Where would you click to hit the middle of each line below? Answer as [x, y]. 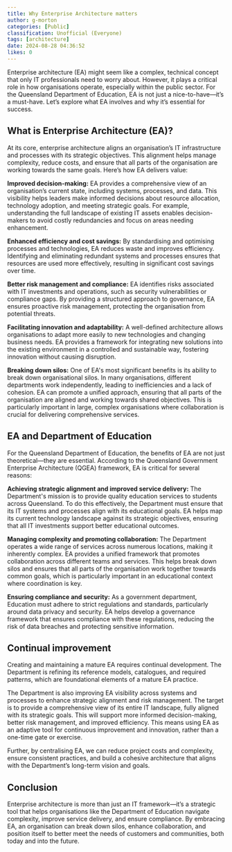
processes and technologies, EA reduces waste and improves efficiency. [111, 248]
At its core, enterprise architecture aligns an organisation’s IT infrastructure [114, 147]
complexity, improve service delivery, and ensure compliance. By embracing [116, 819]
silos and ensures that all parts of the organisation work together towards [112, 568]
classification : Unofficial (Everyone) [65, 33]
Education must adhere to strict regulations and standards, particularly [108, 604]
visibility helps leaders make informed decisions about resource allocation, [114, 198]
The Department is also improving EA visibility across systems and [102, 693]
